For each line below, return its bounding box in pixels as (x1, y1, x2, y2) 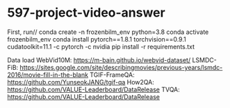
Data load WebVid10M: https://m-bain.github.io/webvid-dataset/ (7, 55, 191, 64)
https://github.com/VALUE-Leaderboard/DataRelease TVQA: (7, 85, 181, 93)
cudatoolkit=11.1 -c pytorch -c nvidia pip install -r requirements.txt (7, 42, 195, 51)
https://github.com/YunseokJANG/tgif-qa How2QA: (7, 78, 154, 86)
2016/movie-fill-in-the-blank (7, 71, 89, 79)
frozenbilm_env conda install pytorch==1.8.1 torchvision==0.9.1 (7, 35, 186, 43)
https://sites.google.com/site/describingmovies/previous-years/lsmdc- (19, 63, 223, 71)
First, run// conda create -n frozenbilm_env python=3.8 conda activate (7, 28, 209, 36)
